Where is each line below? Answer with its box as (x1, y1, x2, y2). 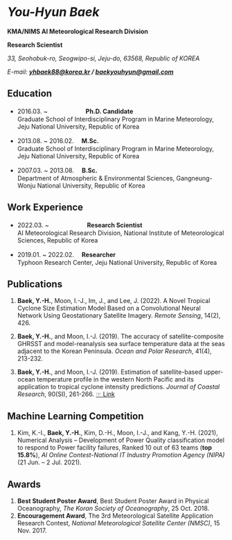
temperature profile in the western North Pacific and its (37, 375, 194, 384)
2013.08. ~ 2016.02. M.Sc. (17, 136, 99, 145)
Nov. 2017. (17, 526, 47, 534)
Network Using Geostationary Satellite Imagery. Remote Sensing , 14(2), (17, 311, 221, 320)
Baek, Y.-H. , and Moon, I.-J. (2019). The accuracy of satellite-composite (17, 332, 224, 341)
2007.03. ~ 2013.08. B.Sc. (17, 166, 98, 174)
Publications (7, 278, 63, 290)
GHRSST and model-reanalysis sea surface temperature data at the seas (17, 340, 225, 348)
